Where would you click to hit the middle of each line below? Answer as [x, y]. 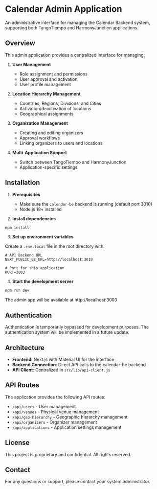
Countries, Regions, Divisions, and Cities [60, 103]
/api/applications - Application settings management [67, 427]
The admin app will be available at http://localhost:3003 [61, 300]
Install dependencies [34, 218]
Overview [20, 43]
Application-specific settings [48, 167]
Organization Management [40, 123]
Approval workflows [40, 138]
